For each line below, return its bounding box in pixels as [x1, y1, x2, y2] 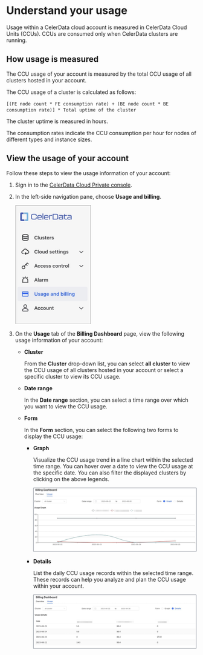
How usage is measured [6, 54, 99, 64]
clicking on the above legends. [33, 475, 110, 482]
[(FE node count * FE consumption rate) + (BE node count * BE [6, 101, 169, 107]
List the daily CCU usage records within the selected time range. [33, 570, 194, 577]
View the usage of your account [6, 153, 129, 164]
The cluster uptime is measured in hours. [6, 118, 109, 125]
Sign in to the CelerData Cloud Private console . [14, 181, 132, 188]
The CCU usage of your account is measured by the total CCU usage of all [6, 70, 192, 78]
